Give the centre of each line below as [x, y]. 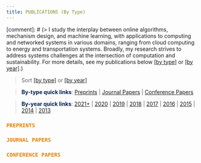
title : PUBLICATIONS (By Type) [46, 12]
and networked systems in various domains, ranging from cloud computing [100, 42]
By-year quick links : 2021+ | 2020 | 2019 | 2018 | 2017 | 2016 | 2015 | [108, 104]
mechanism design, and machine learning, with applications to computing [99, 36]
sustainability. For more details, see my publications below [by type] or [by [100, 62]
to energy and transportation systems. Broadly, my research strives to [94, 49]
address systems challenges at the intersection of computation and [91, 55]
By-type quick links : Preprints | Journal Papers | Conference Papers [107, 92]
